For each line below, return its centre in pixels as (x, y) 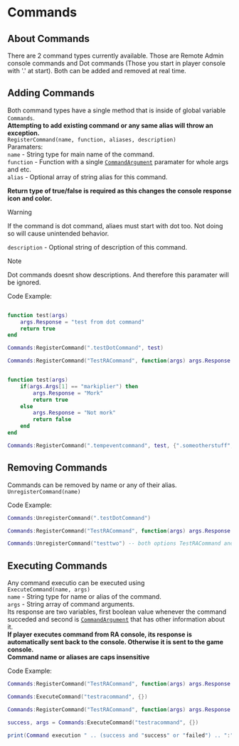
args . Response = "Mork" (68, 393)
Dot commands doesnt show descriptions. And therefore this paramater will (118, 275)
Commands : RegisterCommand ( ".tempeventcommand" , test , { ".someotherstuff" (119, 445)
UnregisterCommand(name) (44, 491)
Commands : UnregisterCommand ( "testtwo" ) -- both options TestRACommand (114, 544)
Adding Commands (51, 93)
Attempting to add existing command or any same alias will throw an (110, 125)
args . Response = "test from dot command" (82, 322)
